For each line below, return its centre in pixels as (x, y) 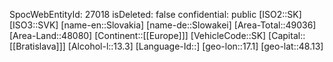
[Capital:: (287, 35)
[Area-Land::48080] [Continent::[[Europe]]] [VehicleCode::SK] (138, 35)
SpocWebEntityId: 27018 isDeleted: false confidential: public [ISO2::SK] (155, 14)
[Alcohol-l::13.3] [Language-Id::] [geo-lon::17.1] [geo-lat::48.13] (195, 46)
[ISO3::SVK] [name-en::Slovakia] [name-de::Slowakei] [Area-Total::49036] (163, 25)
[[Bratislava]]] (37, 46)
